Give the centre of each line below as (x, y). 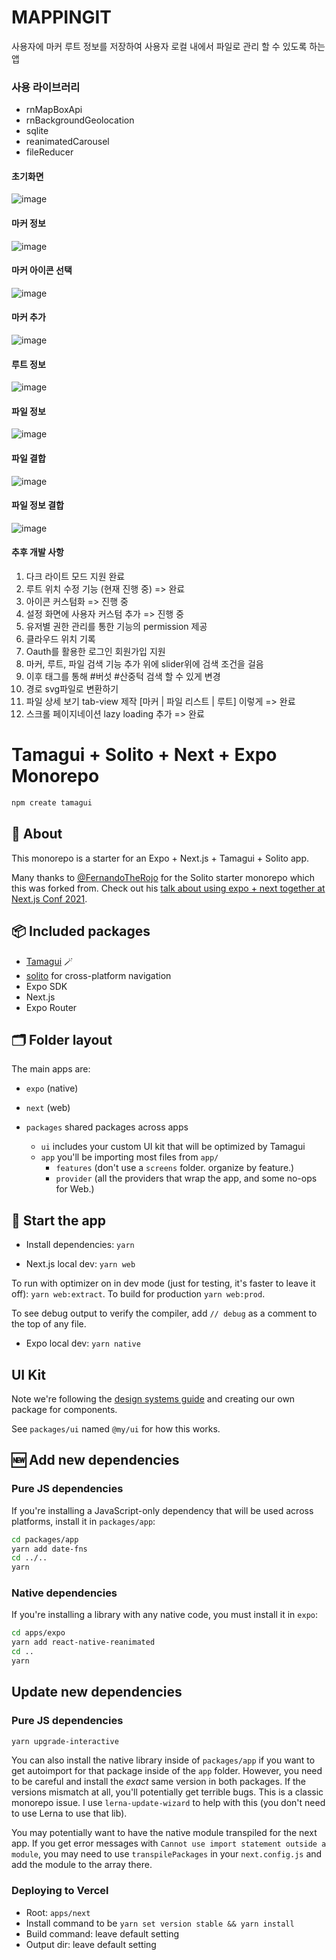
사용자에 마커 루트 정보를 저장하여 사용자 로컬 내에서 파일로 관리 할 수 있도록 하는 (168, 46)
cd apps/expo (38, 1633)
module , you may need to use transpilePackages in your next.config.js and (167, 1854)
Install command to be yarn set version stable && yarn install (160, 1923)
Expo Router (51, 1007)
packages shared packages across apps (107, 1127)
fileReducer (49, 152)
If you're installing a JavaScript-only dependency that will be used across (162, 1510)
